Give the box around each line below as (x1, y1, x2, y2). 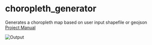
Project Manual (5, 24, 36, 30)
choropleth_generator (5, 3, 97, 14)
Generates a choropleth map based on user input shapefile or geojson (5, 19, 148, 25)
